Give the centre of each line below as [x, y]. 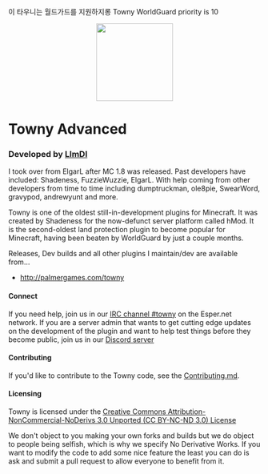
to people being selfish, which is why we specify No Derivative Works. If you [134, 444]
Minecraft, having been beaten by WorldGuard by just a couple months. [126, 238]
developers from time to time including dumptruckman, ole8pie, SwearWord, [134, 189]
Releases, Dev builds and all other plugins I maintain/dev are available [123, 254]
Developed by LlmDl [48, 155]
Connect [23, 296]
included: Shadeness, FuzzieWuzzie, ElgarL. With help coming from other [129, 180]
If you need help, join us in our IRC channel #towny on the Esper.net [120, 314]
